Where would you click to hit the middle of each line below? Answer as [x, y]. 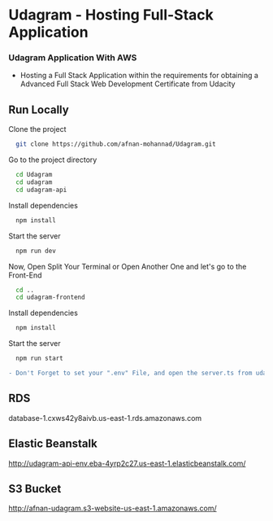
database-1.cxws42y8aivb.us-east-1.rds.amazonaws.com [105, 418]
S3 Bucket [35, 489]
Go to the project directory [53, 160]
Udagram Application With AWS [73, 58]
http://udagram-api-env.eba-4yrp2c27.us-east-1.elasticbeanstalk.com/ [127, 463]
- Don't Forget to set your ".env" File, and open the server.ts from [130, 373]
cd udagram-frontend [50, 298]
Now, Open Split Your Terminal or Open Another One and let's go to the [128, 266]
